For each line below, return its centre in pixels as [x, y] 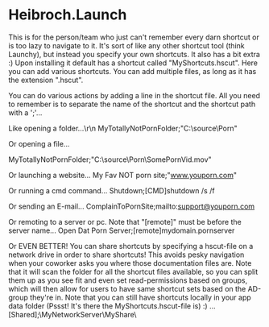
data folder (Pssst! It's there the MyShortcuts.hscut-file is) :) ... [112, 306]
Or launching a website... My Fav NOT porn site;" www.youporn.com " [123, 175]
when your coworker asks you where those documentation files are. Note [130, 263]
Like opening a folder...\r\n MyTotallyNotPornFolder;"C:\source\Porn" [123, 128]
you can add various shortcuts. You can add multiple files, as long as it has [132, 71]
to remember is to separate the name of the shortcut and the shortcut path [132, 104]
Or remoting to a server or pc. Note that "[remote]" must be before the [125, 221]
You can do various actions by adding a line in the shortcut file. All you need [134, 95]
